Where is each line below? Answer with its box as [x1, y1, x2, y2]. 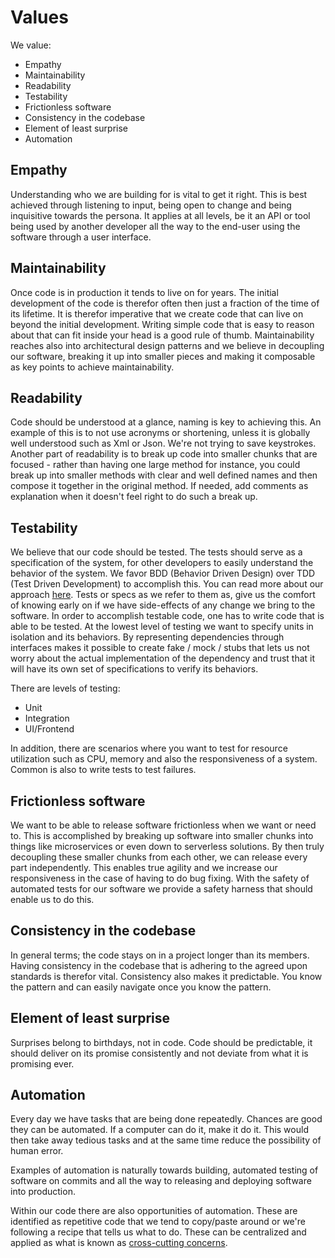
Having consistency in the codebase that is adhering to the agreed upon [10, 959, 308, 971]
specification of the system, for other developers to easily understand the [10, 557, 314, 569]
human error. [10, 1145, 64, 1157]
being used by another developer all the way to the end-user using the [10, 220, 301, 232]
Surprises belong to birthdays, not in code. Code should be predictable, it [10, 1036, 313, 1048]
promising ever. [10, 1057, 75, 1070]
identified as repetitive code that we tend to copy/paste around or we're [10, 1216, 306, 1228]
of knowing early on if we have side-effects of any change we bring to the [10, 599, 316, 611]
